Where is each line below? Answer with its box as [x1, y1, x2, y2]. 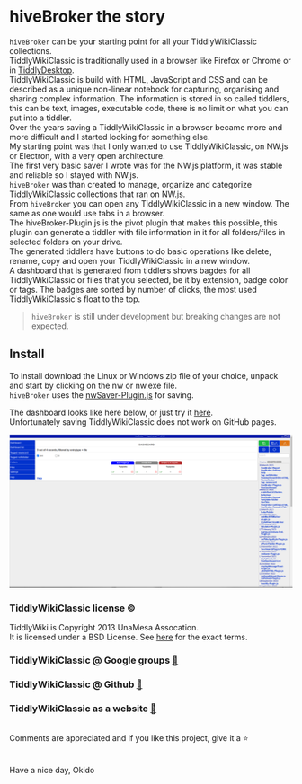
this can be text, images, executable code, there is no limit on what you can [9, 102, 289, 113]
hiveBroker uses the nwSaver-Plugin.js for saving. [9, 389, 195, 401]
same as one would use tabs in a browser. [9, 207, 165, 218]
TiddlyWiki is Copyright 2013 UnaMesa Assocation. [9, 622, 200, 633]
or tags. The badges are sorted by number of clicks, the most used [9, 284, 258, 295]
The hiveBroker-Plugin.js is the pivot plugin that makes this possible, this [9, 217, 278, 228]
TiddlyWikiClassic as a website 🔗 [9, 702, 157, 715]
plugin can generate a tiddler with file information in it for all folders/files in [9, 226, 286, 237]
